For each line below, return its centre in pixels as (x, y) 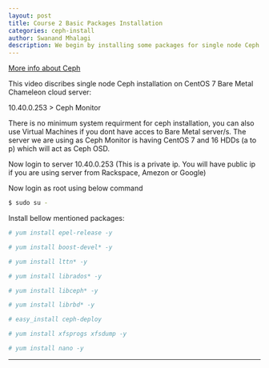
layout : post (30, 16)
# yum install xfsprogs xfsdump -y (68, 334)
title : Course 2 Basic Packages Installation (85, 23)
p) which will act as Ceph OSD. (59, 149)
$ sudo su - (28, 203)
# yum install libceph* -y (53, 290)
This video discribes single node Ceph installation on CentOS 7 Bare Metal (131, 84)
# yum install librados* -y (55, 276)
